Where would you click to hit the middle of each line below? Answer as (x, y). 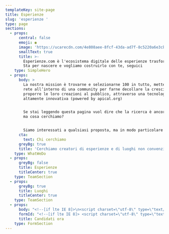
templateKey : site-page (30, 10)
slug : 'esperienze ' (27, 19)
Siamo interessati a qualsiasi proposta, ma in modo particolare (93, 130)
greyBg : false (33, 163)
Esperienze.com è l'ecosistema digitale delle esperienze (85, 61)
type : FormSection (33, 223)
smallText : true (35, 52)
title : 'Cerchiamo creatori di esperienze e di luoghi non (81, 149)
